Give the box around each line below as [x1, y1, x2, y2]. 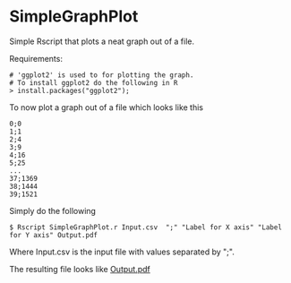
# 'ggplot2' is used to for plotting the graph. [9, 70, 194, 80]
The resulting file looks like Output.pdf [9, 263, 150, 274]
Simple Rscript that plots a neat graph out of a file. [9, 36, 195, 47]
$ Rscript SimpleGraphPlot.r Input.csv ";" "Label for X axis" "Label [9, 222, 282, 232]
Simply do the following [9, 205, 97, 216]
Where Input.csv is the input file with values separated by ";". [9, 246, 235, 257]
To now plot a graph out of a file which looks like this [9, 101, 204, 113]
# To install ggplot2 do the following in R [9, 78, 178, 87]
